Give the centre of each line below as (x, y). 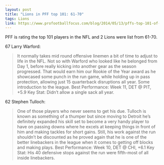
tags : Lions (17, 19)
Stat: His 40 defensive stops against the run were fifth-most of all (83, 153)
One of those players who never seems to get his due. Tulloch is (82, 111)
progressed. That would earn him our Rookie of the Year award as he (86, 72)
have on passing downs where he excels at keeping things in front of (86, 127)
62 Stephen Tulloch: (25, 102)
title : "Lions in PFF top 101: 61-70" (44, 14)
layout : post (18, 10)
